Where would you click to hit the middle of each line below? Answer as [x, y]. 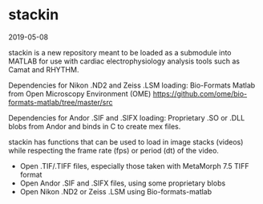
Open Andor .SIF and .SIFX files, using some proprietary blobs [123, 183]
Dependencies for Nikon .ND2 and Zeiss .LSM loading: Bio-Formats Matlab [132, 85]
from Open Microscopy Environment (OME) [80, 93]
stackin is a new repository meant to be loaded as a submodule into [120, 52]
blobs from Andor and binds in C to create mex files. [95, 126]
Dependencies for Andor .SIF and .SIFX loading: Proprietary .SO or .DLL [127, 117]
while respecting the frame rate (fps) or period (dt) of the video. [113, 150]
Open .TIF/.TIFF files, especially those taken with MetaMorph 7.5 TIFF [134, 165]
